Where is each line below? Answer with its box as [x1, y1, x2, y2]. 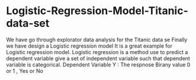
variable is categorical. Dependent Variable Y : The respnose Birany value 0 [6, 61, 191, 68]
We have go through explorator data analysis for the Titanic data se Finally [6, 36, 188, 43]
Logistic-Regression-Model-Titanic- [6, 4, 188, 18]
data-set [6, 16, 50, 30]
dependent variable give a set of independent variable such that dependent [6, 55, 191, 62]
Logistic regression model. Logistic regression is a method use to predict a [6, 48, 188, 55]
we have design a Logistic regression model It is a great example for [6, 42, 173, 49]
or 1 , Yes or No [6, 67, 43, 74]
